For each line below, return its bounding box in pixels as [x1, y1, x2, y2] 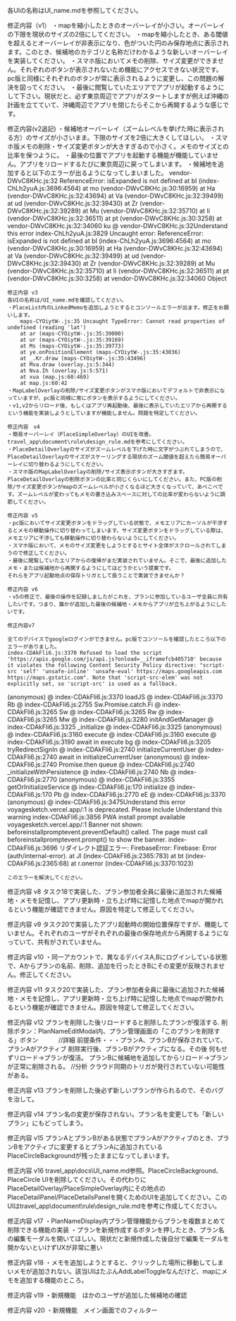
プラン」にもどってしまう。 [7, 1119, 87, 1127]
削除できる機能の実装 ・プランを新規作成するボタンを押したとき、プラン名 [7, 1226, 225, 1234]
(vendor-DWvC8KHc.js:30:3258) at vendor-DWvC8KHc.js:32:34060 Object [7, 274, 227, 283]
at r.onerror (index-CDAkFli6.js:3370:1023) [70, 859, 194, 867]
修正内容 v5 [7, 512, 39, 519]
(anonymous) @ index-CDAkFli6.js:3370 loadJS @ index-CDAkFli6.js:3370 [7, 693, 223, 701]
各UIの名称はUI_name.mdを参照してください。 [7, 6, 142, 14]
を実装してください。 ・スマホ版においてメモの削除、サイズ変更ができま [7, 57, 218, 65]
